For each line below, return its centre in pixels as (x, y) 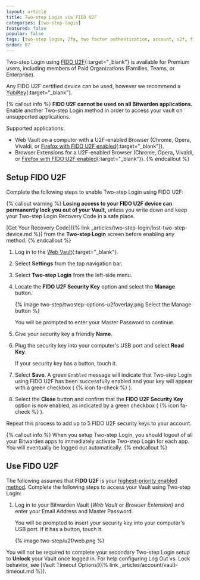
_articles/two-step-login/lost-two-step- (139, 228)
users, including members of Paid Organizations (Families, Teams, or (90, 68)
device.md (19, 234)
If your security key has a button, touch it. (66, 363)
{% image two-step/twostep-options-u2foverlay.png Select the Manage (103, 304)
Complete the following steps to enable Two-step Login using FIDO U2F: (95, 192)
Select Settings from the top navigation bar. (69, 263)
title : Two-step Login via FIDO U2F (51, 17)
